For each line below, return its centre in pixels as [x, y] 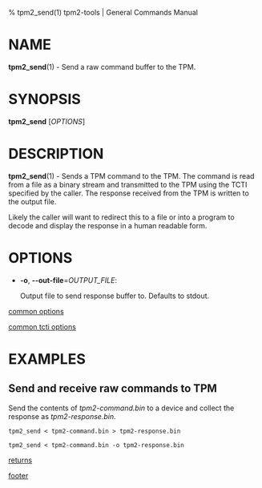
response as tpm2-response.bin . [62, 416]
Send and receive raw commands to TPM [113, 389]
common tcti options [42, 327]
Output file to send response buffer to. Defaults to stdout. [115, 296]
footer [18, 475]
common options [36, 311]
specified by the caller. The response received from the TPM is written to [129, 193]
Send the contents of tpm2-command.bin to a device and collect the [121, 408]
